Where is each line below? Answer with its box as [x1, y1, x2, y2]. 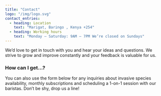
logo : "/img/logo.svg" [5, 12, 51, 16]
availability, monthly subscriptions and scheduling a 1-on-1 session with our [5, 81, 157, 86]
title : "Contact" [5, 7, 40, 12]
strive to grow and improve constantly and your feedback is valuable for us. [5, 52, 157, 58]
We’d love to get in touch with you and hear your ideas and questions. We [5, 47, 152, 53]
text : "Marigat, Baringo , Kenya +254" [14, 25, 95, 30]
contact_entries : [5, 16, 40, 21]
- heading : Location [9, 20, 51, 26]
